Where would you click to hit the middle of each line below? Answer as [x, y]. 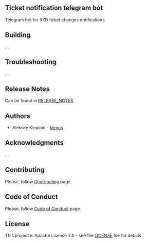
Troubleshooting [31, 62]
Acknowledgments [35, 143]
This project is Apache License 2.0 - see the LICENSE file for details [73, 236]
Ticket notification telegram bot [54, 8]
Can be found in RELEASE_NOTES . [40, 101]
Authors [18, 116]
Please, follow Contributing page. [38, 181]
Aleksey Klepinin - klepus [37, 128]
